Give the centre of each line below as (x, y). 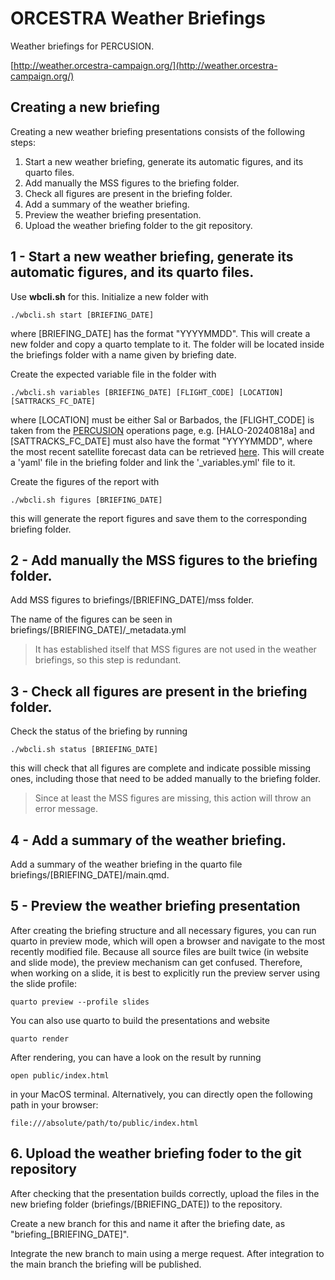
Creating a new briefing (85, 107)
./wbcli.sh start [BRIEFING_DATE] (82, 315)
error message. (66, 809)
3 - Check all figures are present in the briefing (159, 691)
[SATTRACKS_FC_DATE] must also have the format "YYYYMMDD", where (161, 441)
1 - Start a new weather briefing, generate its (152, 257)
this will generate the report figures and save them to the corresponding (158, 518)
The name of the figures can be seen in (91, 619)
